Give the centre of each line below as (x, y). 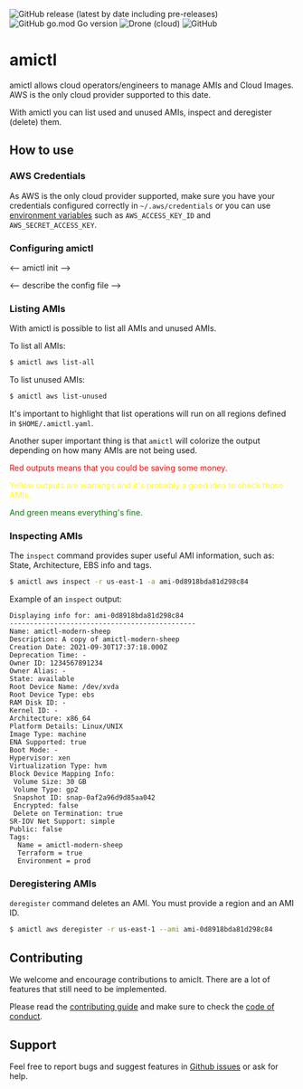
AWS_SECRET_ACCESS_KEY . (53, 224)
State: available (42, 679)
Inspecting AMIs (46, 535)
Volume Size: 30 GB (50, 782)
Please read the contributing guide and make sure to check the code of (142, 1007)
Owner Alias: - (38, 671)
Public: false (36, 829)
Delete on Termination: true (68, 814)
